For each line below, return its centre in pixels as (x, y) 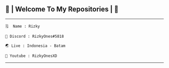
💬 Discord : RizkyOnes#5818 (35, 36)
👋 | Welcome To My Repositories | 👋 (62, 9)
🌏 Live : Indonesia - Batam (35, 46)
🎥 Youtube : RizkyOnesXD (31, 56)
